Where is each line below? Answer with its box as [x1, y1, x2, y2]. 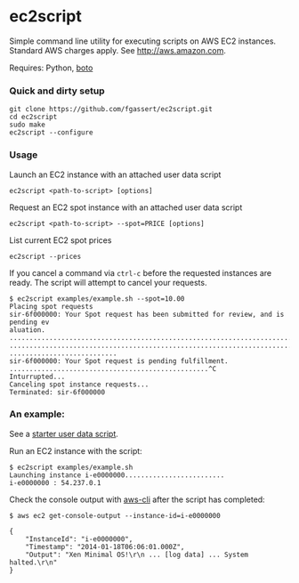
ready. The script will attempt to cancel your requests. [9, 277, 207, 287]
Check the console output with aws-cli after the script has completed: [9, 494, 265, 505]
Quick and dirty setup [9, 85, 105, 97]
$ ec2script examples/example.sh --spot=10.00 [9, 294, 185, 304]
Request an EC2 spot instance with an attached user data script [9, 202, 243, 213]
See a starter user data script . [9, 428, 118, 439]
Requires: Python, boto [9, 62, 93, 73]
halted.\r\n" [9, 558, 58, 567]
